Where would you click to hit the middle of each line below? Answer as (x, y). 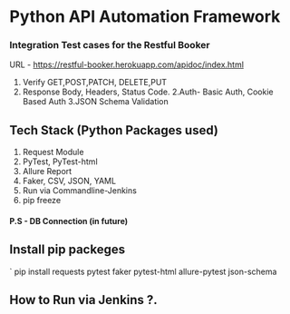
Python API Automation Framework (145, 17)
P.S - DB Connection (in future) (69, 221)
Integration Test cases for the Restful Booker (110, 45)
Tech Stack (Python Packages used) (114, 130)
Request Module (53, 152)
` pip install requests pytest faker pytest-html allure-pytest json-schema (143, 271)
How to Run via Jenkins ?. (84, 300)
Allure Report (47, 172)
